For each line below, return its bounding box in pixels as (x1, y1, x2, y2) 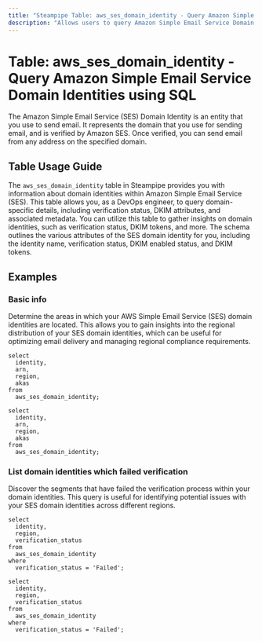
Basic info (8, 294, 47, 305)
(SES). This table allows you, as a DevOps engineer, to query (8, 197, 204, 207)
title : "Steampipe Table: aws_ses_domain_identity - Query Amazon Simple (8, 11, 255, 20)
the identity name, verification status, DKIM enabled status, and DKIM (8, 239, 233, 248)
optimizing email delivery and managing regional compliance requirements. (8, 336, 251, 346)
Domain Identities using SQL (8, 86, 197, 104)
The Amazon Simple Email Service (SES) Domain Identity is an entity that (8, 112, 243, 122)
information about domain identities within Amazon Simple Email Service (8, 189, 242, 199)
